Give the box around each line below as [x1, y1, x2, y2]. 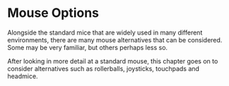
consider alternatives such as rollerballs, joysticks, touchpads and [7, 64, 200, 73]
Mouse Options [7, 5, 100, 21]
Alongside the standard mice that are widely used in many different [7, 28, 203, 37]
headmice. [7, 72, 38, 80]
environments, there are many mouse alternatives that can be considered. [7, 35, 223, 44]
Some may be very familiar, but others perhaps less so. [7, 43, 168, 51]
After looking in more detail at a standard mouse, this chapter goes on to [7, 56, 218, 65]
